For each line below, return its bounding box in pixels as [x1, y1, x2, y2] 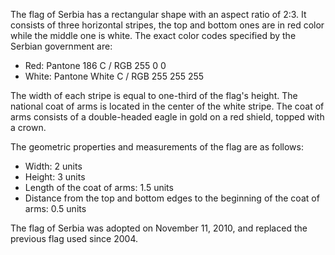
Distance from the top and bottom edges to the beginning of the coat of [24, 192, 320, 204]
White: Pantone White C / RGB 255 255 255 [24, 70, 205, 82]
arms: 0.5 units [24, 203, 87, 214]
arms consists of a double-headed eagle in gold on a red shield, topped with [10, 111, 325, 123]
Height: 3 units [24, 171, 86, 183]
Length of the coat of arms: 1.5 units [24, 182, 174, 193]
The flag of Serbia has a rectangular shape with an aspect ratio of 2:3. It [10, 9, 307, 20]
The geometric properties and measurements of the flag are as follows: [10, 141, 304, 153]
